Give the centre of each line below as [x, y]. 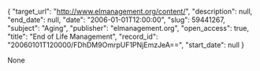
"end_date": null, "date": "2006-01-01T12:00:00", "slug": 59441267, [116, 20]
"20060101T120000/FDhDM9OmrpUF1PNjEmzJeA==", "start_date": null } [126, 45]
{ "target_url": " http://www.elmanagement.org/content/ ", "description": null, [130, 11]
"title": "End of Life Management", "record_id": [83, 36]
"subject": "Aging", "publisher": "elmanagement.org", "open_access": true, [128, 28]
